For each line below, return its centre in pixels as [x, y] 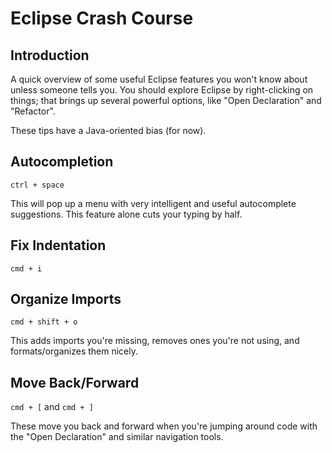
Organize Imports [66, 299]
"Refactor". [33, 111]
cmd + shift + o [44, 322]
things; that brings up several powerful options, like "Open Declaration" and [166, 100]
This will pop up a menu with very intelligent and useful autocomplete [153, 203]
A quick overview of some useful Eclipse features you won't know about [159, 79]
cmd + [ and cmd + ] [52, 407]
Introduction [50, 55]
